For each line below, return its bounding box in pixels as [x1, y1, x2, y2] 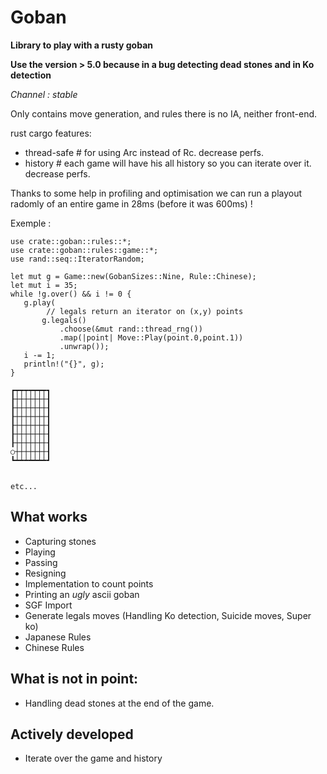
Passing [24, 556, 58, 568]
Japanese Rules [24, 631, 92, 643]
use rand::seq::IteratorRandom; [10, 254, 145, 264]
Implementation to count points [24, 577, 154, 590]
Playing [24, 546, 56, 558]
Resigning [24, 567, 67, 579]
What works [10, 509, 88, 526]
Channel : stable [10, 88, 78, 100]
